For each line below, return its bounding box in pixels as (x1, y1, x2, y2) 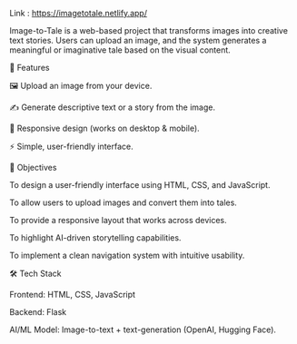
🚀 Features (9, 63, 50, 73)
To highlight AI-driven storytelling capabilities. (9, 232, 182, 243)
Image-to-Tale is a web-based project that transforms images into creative (9, 25, 289, 35)
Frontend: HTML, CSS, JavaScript (9, 290, 136, 300)
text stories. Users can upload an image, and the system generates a (9, 35, 267, 45)
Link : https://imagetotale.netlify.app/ (9, 8, 148, 18)
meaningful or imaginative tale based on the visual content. (9, 44, 232, 55)
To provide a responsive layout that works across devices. (9, 215, 227, 225)
